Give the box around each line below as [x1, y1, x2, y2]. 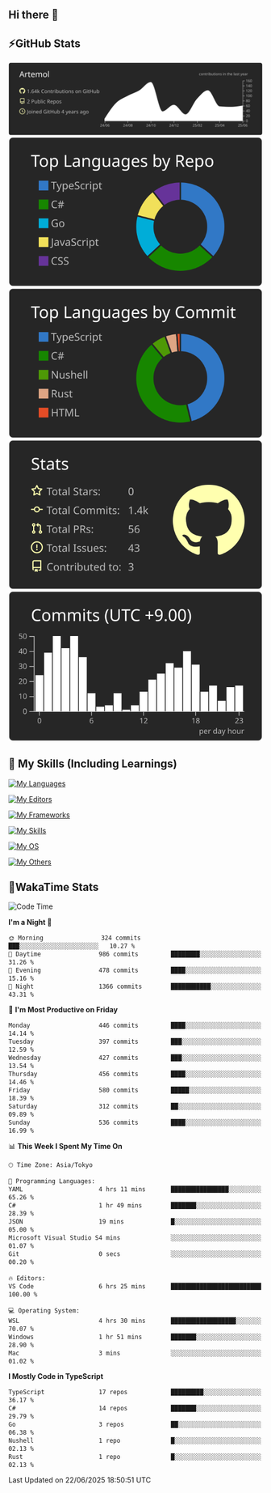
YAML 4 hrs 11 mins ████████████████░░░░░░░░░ [8, 1185, 262, 1194]
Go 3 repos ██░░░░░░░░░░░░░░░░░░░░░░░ [8, 1421, 262, 1429]
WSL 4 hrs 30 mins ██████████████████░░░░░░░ [8, 1317, 262, 1325]
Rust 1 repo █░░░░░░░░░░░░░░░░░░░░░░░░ [8, 1453, 262, 1461]
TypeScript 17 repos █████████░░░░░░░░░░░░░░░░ [8, 1389, 262, 1397]
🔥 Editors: [8, 1275, 46, 1283]
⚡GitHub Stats [8, 36, 81, 50]
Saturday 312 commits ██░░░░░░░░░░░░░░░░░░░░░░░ [8, 1102, 262, 1111]
